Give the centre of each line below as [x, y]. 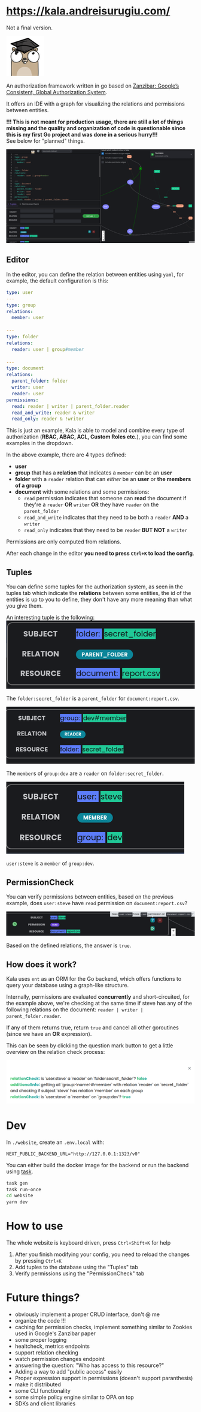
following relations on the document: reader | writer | [75, 1010]
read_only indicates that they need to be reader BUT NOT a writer [105, 530]
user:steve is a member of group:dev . [50, 863]
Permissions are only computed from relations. [64, 542]
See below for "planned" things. [45, 141]
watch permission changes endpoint [60, 1359]
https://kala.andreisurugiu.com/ [88, 11]
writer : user [28, 387]
